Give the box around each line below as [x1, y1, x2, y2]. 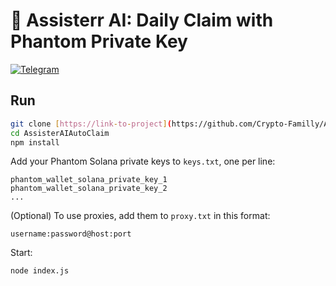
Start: [10, 247, 33, 259]
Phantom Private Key [10, 30, 188, 53]
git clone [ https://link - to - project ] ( [10, 119, 172, 129]
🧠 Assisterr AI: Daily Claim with [10, 9, 274, 32]
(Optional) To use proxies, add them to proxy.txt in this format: [10, 210, 271, 222]
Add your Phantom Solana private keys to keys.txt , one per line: [10, 155, 276, 168]
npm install [10, 137, 60, 148]
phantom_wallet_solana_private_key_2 [10, 184, 168, 194]
